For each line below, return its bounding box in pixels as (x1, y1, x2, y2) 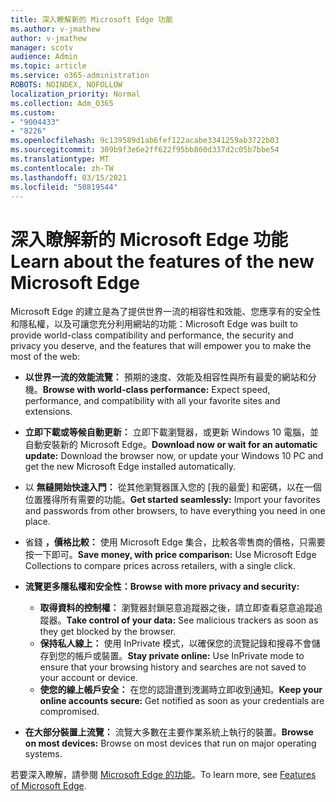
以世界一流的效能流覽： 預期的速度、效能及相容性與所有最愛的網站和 (24, 371, 308, 383)
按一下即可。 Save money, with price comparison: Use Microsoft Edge (24, 549, 317, 561)
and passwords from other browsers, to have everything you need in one (24, 505, 326, 517)
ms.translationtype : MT (10, 154, 110, 164)
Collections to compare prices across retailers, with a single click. (24, 560, 296, 572)
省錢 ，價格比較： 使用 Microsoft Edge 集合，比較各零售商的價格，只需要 (24, 536, 326, 548)
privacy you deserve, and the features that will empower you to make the (10, 340, 312, 352)
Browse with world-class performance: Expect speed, (42, 384, 271, 396)
